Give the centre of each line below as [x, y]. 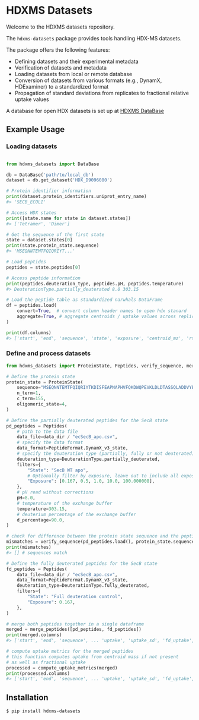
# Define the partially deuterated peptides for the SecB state [87, 420]
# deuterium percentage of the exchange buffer [76, 514]
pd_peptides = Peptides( [37, 426]
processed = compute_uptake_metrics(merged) [62, 668]
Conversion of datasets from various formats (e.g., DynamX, [88, 80]
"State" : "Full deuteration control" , [75, 597]
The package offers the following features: [58, 50]
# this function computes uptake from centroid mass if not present [92, 657]
